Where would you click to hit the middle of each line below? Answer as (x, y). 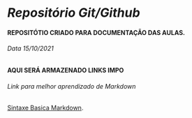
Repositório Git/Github (74, 13)
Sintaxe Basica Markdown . (45, 108)
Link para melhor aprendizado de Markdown (72, 86)
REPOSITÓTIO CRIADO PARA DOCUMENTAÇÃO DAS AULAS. (96, 32)
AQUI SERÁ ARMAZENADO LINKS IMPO (66, 70)
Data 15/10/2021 (30, 49)
